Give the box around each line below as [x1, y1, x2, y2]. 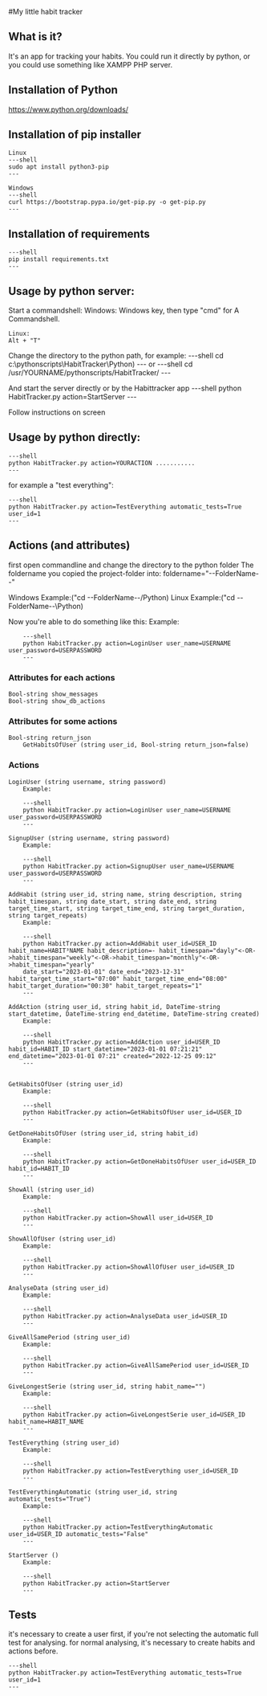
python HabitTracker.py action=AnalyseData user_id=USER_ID [22, 1312, 228, 1320]
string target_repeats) [8, 911, 88, 919]
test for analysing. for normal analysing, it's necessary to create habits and [8, 1638, 255, 1648]
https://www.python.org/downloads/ [8, 104, 129, 114]
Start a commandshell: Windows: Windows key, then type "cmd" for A [8, 305, 240, 316]
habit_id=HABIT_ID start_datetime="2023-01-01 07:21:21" [8, 1044, 203, 1053]
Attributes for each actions [8, 672, 115, 683]
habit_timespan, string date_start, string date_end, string [8, 897, 217, 905]
